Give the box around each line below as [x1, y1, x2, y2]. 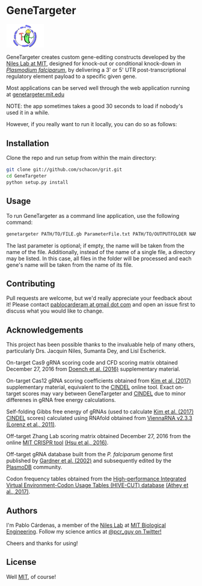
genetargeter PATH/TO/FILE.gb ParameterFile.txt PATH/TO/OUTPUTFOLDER [6, 231, 187, 237]
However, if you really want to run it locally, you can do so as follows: [6, 121, 177, 128]
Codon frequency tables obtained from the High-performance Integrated [6, 475, 186, 483]
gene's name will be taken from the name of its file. [6, 261, 133, 269]
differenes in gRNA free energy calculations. [6, 397, 116, 404]
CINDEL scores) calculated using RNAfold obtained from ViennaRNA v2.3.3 [6, 415, 192, 422]
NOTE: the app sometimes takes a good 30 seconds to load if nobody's [6, 103, 183, 110]
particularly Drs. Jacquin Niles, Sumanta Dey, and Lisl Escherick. [6, 348, 167, 355]
